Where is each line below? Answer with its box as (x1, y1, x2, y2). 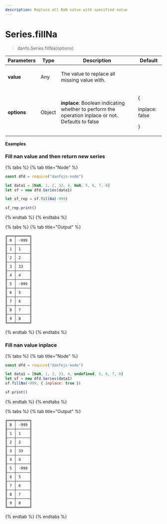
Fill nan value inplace (5, 342, 57, 349)
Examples (5, 141, 26, 147)
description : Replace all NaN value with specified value (5, 7, 128, 12)
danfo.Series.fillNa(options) (17, 45, 74, 51)
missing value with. (61, 76, 106, 83)
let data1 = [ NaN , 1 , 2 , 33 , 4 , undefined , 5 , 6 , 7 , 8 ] (5, 372, 123, 376)
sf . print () (5, 390, 28, 395)
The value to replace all (61, 70, 115, 77)
